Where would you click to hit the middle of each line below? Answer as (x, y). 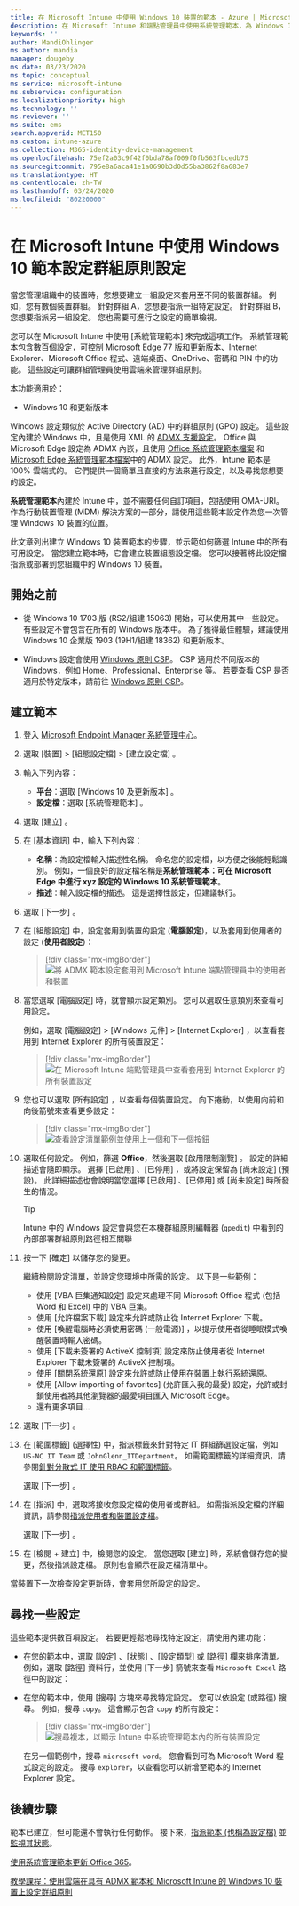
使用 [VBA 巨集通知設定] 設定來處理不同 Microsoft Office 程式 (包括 (158, 1296)
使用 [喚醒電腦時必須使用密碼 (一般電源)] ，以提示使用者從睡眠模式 (158, 1329)
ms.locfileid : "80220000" (58, 200)
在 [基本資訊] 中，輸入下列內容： (83, 841)
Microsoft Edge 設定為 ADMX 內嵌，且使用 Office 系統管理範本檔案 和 (137, 448)
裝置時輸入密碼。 (75, 1340)
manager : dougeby (42, 59)
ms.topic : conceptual (50, 76)
